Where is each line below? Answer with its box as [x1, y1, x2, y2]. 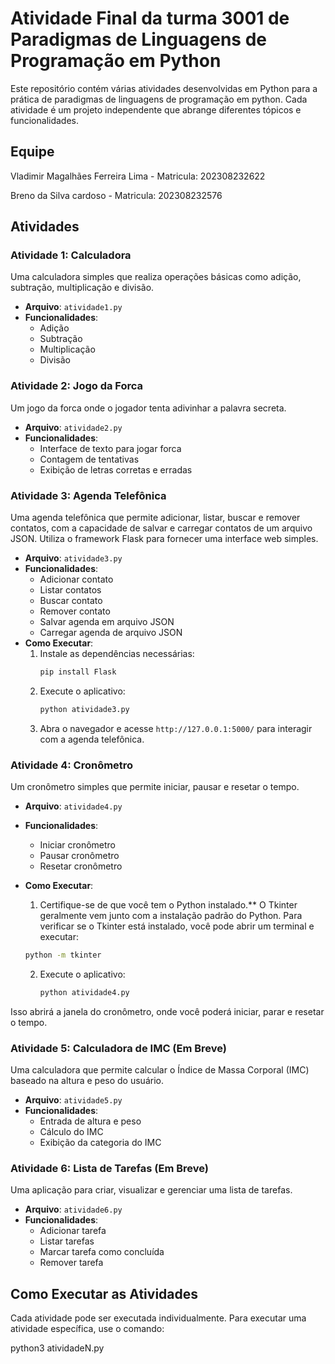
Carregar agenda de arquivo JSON [39, 627, 183, 639]
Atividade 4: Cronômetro [10, 758, 134, 772]
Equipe [10, 143, 55, 161]
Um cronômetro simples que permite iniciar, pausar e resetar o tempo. [10, 781, 300, 793]
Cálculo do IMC [39, 1126, 104, 1138]
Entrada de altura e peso [39, 1115, 142, 1127]
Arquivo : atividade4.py [24, 800, 123, 812]
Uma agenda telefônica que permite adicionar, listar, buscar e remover [10, 512, 301, 524]
